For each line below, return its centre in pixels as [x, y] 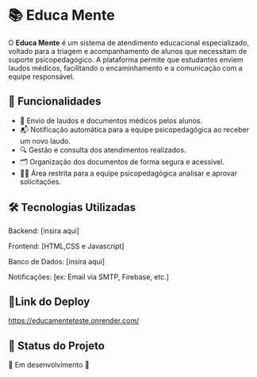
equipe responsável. [42, 76]
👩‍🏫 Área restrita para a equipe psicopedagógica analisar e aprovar [128, 173]
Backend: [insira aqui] [44, 230]
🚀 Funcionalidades [55, 101]
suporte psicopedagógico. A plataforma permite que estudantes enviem [126, 60]
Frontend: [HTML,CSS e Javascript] [66, 246]
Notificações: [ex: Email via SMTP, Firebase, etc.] [88, 277]
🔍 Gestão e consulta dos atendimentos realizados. [103, 150]
